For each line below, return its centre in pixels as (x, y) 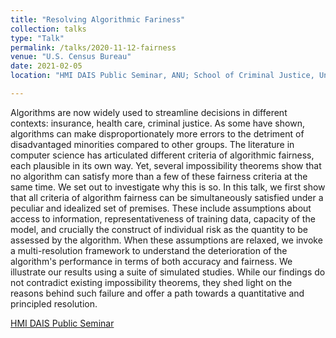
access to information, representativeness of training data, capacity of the (163, 218)
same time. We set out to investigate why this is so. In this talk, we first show (168, 187)
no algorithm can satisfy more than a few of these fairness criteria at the (159, 176)
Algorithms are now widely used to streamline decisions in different (149, 112)
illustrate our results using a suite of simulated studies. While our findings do (168, 272)
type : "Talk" (37, 38)
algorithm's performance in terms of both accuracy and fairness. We (151, 261)
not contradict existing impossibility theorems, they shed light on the (151, 282)
